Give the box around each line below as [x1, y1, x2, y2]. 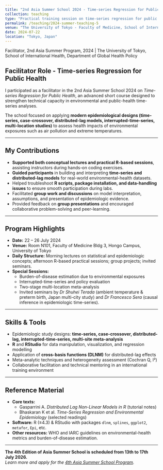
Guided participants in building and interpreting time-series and [12, 170, 142, 176]
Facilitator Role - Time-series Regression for [5, 67, 142, 75]
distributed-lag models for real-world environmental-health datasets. [12, 175, 152, 181]
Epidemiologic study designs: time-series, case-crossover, [12, 331, 132, 337]
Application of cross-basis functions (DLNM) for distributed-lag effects [12, 352, 156, 358]
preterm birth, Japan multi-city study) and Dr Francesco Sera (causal [19, 294, 158, 300]
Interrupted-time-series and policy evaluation [19, 279, 110, 285]
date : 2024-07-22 [5, 30, 40, 35]
